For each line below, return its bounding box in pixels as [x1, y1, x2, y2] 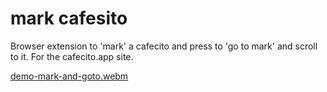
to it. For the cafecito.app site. [10, 50, 134, 62]
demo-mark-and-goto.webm [10, 70, 129, 82]
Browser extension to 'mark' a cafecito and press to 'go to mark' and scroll [10, 40, 318, 52]
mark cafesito [10, 7, 128, 30]
